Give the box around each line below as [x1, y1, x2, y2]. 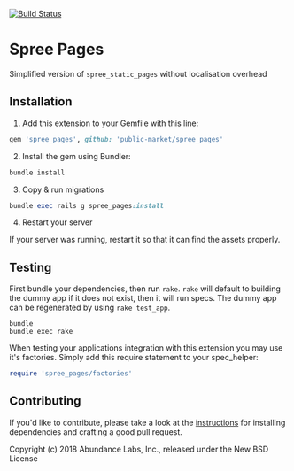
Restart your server [21, 217, 93, 228]
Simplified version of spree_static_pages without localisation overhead [9, 68, 267, 79]
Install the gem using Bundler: [21, 151, 131, 161]
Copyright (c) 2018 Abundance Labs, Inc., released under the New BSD [9, 444, 269, 454]
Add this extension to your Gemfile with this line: [21, 118, 199, 128]
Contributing [9, 394, 81, 409]
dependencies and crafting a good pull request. [9, 426, 183, 437]
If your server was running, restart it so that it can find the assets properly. [9, 235, 281, 245]
